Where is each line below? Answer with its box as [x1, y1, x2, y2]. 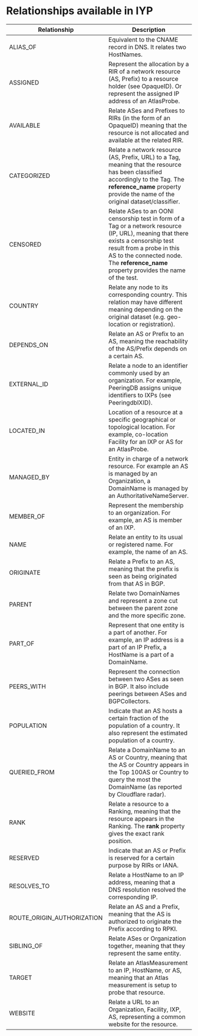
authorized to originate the [108, 917, 182, 925]
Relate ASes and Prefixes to [108, 106, 185, 115]
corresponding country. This [108, 290, 187, 299]
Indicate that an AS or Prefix [108, 846, 186, 854]
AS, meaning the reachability [108, 337, 189, 345]
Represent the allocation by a [108, 60, 189, 68]
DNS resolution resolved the [108, 885, 187, 893]
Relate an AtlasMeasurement [108, 959, 188, 967]
